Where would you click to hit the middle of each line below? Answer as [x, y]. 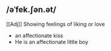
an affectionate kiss [39, 36]
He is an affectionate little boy [51, 42]
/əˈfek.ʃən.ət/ [31, 10]
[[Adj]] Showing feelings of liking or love [56, 24]
